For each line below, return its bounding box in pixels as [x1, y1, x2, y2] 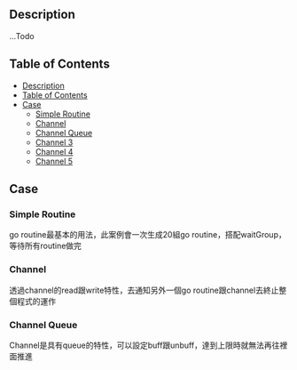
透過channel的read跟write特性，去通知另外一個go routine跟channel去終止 [9, 285, 279, 295]
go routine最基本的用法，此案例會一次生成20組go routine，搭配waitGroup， [9, 229, 286, 240]
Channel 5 [35, 156, 74, 166]
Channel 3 [35, 137, 74, 148]
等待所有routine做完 [9, 240, 82, 252]
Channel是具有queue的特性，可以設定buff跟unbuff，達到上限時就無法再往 [9, 340, 280, 350]
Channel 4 [35, 146, 74, 157]
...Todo [9, 30, 35, 41]
